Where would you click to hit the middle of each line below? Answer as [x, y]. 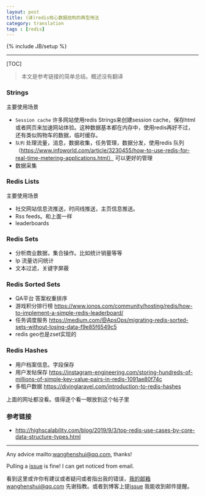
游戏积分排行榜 [34, 306]
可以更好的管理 [134, 158]
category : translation [35, 23]
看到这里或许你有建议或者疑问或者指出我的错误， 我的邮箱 [78, 479]
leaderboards [32, 223]
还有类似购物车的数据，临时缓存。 [58, 135]
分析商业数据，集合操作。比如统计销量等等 [69, 253]
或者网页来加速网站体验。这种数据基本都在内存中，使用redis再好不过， [104, 127]
